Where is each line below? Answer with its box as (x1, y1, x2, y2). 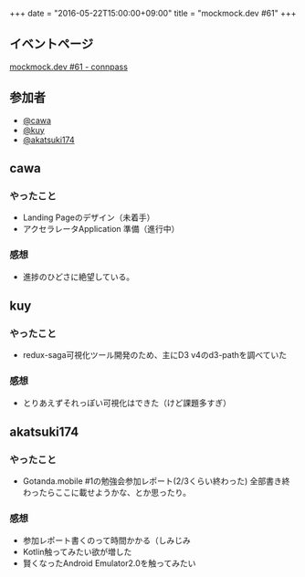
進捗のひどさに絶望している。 (22, 271, 135, 282)
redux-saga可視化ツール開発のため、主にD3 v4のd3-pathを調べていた (22, 350, 288, 361)
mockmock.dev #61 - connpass (9, 61, 128, 72)
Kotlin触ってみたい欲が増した (22, 546, 132, 557)
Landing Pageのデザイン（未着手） (22, 212, 155, 223)
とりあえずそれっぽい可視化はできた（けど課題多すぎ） (22, 397, 231, 408)
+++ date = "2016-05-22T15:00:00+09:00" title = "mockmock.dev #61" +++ (9, 8, 297, 18)
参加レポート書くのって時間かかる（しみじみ (22, 534, 192, 546)
